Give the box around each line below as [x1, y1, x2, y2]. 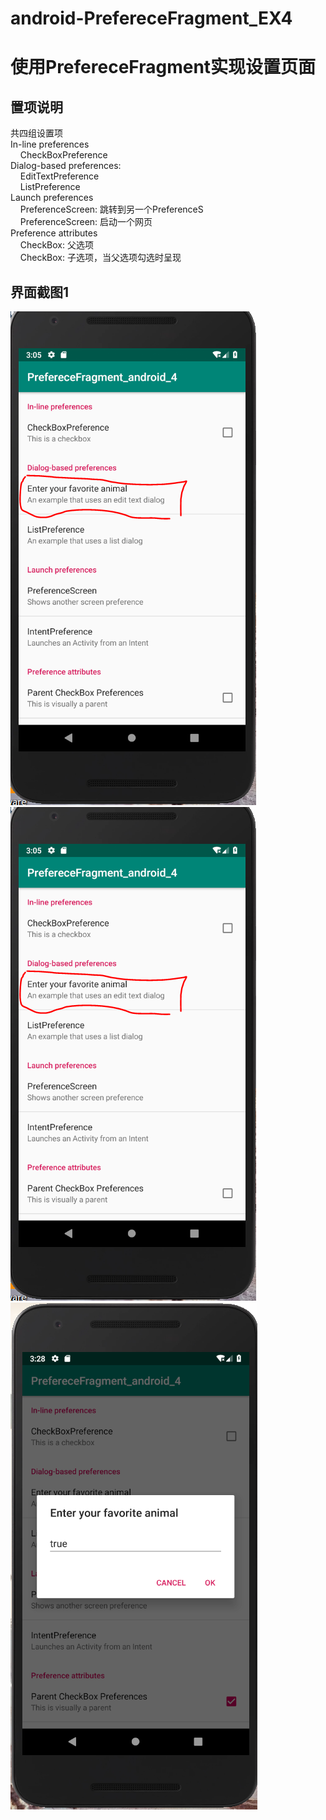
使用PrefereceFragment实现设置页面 [10, 56, 317, 79]
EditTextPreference [19, 170, 100, 182]
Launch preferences [10, 192, 94, 204]
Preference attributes [10, 227, 98, 239]
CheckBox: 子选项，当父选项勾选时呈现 [19, 252, 182, 264]
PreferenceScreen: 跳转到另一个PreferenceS [19, 203, 204, 216]
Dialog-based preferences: [10, 160, 122, 172]
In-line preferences [10, 138, 90, 151]
